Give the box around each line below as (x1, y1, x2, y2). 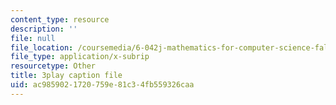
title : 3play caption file (10, 71, 123, 81)
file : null (10, 33, 56, 43)
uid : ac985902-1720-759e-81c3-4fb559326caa (10, 80, 195, 90)
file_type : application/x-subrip (10, 52, 150, 62)
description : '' (10, 24, 78, 34)
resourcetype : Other (10, 61, 97, 71)
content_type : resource (10, 14, 110, 25)
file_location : (10, 42, 74, 53)
